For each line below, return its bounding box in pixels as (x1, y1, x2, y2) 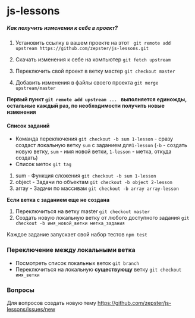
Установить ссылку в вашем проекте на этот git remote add (15, 39, 171, 46)
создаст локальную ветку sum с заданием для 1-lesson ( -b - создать (15, 142, 188, 149)
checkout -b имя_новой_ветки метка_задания (15, 220, 125, 227)
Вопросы (7, 286, 35, 294)
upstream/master (15, 85, 56, 92)
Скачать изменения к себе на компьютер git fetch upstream (15, 56, 171, 63)
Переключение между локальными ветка (7, 246, 136, 254)
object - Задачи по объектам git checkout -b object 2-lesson (15, 179, 173, 186)
